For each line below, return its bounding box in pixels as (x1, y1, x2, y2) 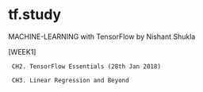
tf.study (8, 6, 62, 24)
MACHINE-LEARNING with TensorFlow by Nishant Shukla (8, 32, 196, 41)
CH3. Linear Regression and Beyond (11, 76, 129, 84)
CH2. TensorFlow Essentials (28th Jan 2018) (11, 62, 161, 71)
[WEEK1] (8, 47, 36, 56)
